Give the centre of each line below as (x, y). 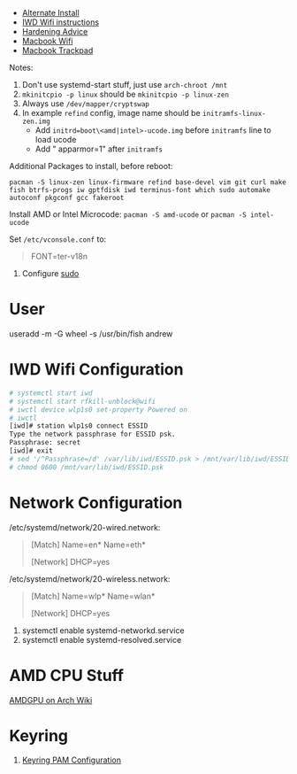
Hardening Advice (55, 31)
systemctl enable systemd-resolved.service (102, 639)
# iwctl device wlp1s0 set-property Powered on (99, 410)
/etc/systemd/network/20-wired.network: (85, 527)
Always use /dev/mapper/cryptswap (86, 104)
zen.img (36, 121)
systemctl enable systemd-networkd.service (103, 630)
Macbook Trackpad (57, 50)
